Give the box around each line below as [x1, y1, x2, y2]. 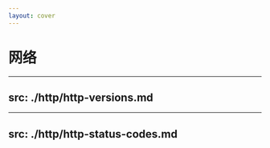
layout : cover [8, 11, 56, 20]
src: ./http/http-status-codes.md [8, 127, 178, 141]
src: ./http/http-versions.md [8, 90, 154, 104]
